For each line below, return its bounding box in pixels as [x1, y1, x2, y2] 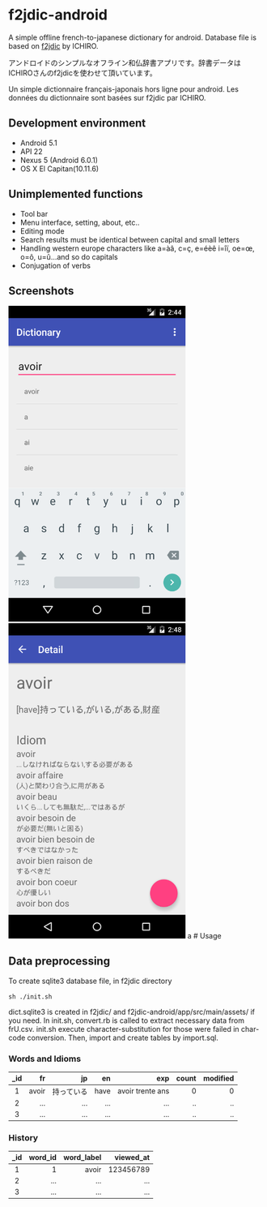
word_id [28, 1153, 57, 1162]
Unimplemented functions [8, 187, 143, 201]
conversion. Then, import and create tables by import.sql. [27, 1033, 218, 1042]
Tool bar [19, 208, 49, 218]
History [8, 1132, 39, 1143]
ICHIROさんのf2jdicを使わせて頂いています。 [8, 67, 158, 78]
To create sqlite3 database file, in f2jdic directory [8, 976, 172, 986]
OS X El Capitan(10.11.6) [19, 164, 100, 174]
